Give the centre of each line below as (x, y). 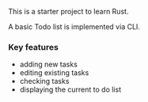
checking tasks (44, 81)
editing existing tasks (54, 73)
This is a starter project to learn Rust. (68, 11)
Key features (34, 47)
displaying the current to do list (70, 89)
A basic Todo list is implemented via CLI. (74, 26)
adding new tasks (48, 64)
